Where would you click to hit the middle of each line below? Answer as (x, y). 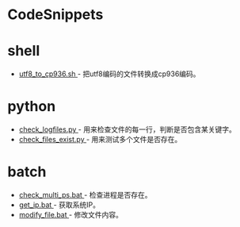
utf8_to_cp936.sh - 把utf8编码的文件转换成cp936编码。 (109, 74)
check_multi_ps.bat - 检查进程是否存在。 (85, 195)
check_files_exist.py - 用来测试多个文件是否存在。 (100, 140)
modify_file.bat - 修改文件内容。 (71, 215)
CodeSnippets (55, 15)
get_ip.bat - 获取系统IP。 (59, 205)
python (32, 107)
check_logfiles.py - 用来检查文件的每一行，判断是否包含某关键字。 (128, 129)
